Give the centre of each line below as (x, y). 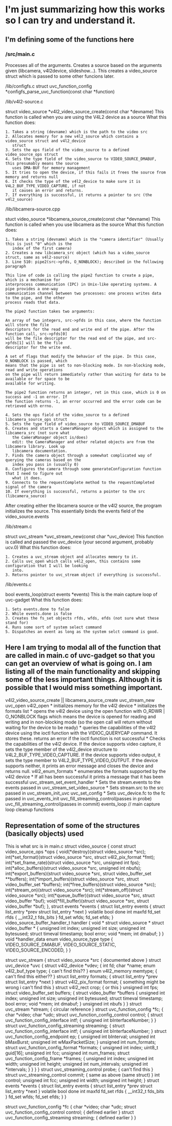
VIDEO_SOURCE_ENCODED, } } (38, 950)
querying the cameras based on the (43, 460)
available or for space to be (38, 379)
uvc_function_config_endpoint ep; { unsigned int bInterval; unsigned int (80, 1036)
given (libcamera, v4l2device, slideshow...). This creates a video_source (81, 71)
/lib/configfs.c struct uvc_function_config (49, 86)
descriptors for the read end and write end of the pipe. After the (80, 329)
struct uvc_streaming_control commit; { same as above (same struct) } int (83, 1075)
